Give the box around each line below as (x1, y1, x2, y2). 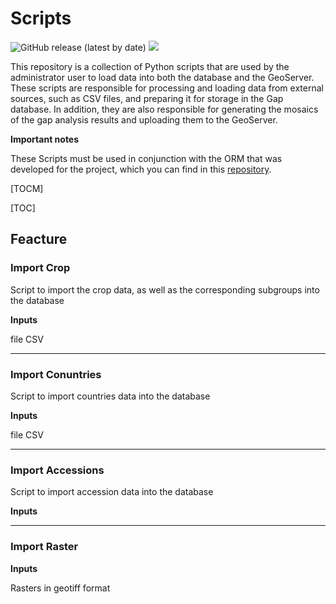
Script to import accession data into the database (10, 486, 214, 498)
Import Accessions (10, 463, 105, 477)
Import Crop (10, 261, 71, 275)
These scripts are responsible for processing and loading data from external (10, 82, 324, 94)
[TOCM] (10, 182, 44, 194)
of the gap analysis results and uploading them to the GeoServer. (10, 113, 278, 126)
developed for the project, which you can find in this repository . (10, 163, 272, 175)
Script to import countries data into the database (10, 390, 211, 402)
